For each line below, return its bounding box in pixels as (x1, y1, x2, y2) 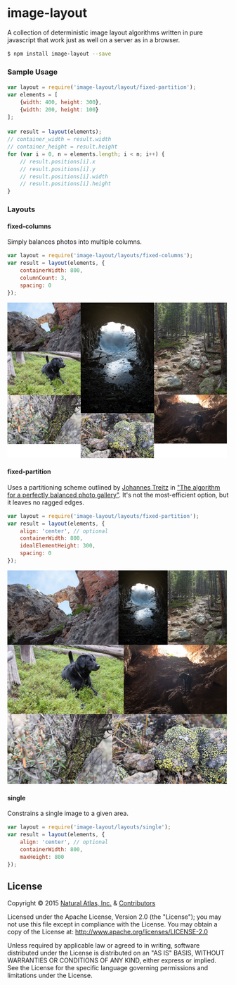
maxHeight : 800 (20, 853, 65, 860)
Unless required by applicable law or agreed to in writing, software (7, 941, 200, 950)
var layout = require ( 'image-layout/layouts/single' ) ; (7, 824, 171, 831)
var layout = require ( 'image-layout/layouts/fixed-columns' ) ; (7, 252, 193, 259)
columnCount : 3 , (20, 274, 68, 281)
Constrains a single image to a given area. (7, 809, 129, 818)
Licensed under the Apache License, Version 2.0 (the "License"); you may (7, 912, 222, 921)
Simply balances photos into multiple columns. (7, 237, 143, 246)
